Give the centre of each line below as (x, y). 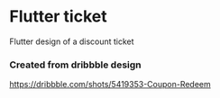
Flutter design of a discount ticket (72, 41)
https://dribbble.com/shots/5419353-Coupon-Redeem (110, 85)
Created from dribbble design (75, 65)
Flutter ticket (58, 17)
